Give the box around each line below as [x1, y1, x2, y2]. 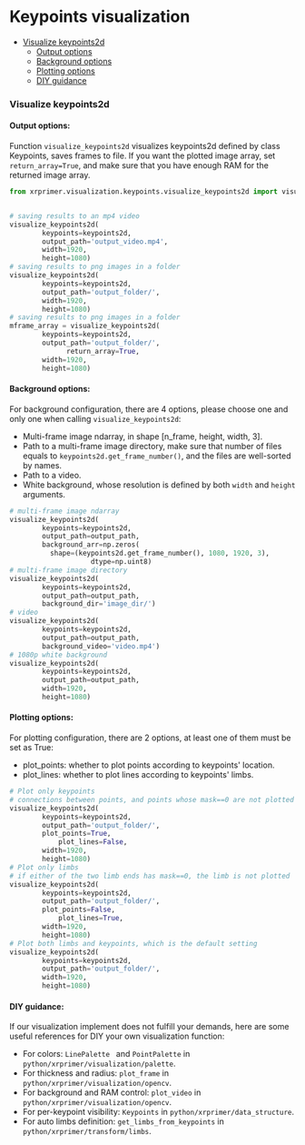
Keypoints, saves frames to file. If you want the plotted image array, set [9, 150, 276, 161]
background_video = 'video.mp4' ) [42, 641, 161, 651]
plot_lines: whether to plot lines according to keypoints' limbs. [22, 769, 254, 780]
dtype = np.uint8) [90, 557, 152, 567]
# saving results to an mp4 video [9, 211, 141, 220]
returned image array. [9, 170, 91, 181]
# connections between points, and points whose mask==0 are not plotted [9, 795, 295, 804]
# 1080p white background [9, 650, 107, 659]
